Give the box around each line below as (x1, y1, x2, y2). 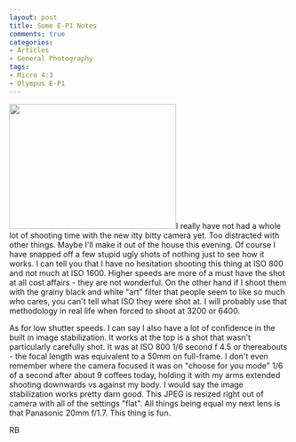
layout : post (9, 12, 58, 22)
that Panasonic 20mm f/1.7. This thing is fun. (9, 407, 172, 418)
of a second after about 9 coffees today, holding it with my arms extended (9, 369, 281, 380)
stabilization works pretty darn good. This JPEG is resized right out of (9, 388, 264, 399)
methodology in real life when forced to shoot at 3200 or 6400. (9, 305, 241, 316)
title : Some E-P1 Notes (9, 21, 98, 30)
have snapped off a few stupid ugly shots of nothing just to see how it (9, 249, 265, 259)
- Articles (9, 46, 50, 55)
